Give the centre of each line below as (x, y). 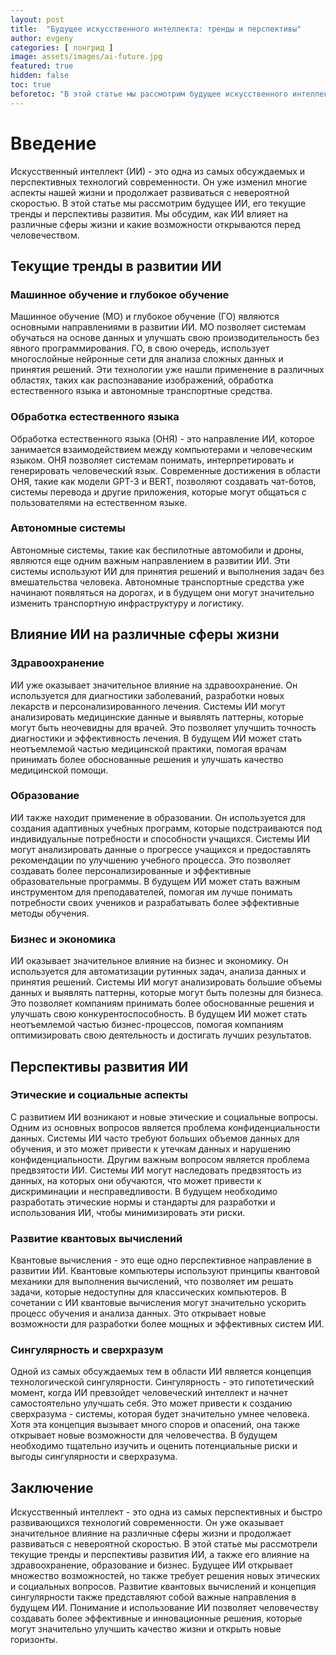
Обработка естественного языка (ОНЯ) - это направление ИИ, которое (162, 438)
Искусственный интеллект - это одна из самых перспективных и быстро (166, 1512)
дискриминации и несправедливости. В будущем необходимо (144, 1191)
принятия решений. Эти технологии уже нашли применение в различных (167, 370)
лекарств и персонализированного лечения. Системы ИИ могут (148, 706)
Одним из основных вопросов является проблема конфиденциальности (165, 1127)
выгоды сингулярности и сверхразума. (94, 1457)
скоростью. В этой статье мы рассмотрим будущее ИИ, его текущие (158, 203)
